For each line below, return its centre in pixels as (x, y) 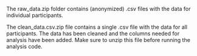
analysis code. (24, 46)
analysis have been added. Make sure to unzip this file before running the (98, 40)
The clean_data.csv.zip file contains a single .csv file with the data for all (97, 27)
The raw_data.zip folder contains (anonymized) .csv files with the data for (98, 9)
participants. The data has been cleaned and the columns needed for (93, 33)
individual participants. (35, 15)
